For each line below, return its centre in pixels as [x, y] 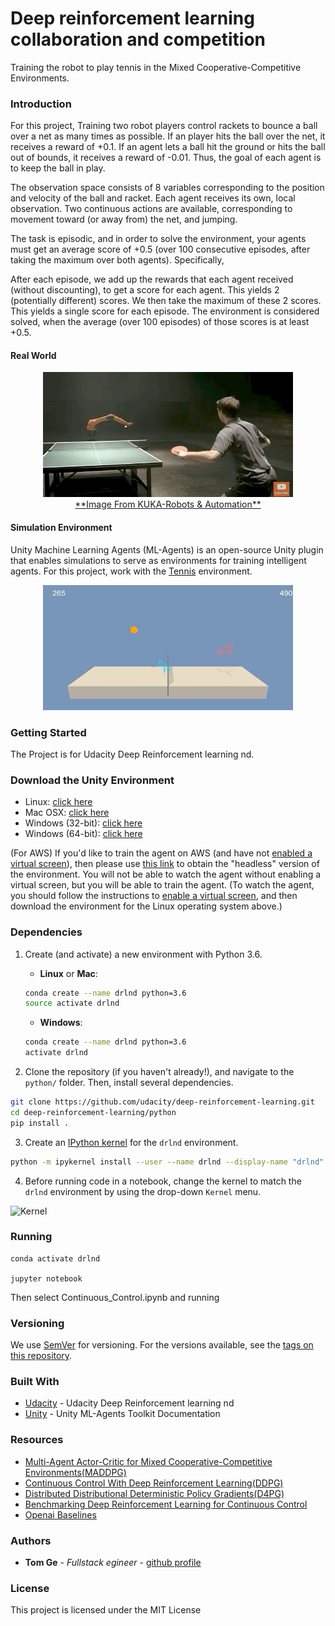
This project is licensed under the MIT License [106, 1610]
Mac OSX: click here [67, 813]
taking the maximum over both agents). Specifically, [117, 260]
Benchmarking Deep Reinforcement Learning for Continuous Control [166, 1504]
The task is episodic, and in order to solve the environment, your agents [158, 239]
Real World [33, 355]
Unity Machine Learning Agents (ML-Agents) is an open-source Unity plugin [167, 549]
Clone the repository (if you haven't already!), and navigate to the [159, 1072]
